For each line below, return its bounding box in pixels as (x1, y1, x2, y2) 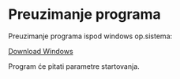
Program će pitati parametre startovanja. (8, 61, 140, 71)
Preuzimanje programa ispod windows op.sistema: (8, 31, 173, 41)
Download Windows (8, 46, 73, 56)
